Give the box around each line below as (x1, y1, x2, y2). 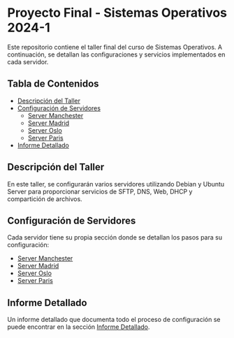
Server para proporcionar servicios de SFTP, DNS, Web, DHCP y (7, 187, 193, 196)
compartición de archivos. (7, 194, 82, 203)
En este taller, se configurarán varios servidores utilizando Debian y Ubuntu (7, 179, 225, 188)
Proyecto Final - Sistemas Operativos (7, 5, 228, 21)
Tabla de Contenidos (7, 78, 99, 90)
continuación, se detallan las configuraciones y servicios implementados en (7, 50, 226, 59)
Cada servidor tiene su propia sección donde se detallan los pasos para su (7, 233, 222, 242)
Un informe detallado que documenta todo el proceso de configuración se (7, 316, 221, 324)
